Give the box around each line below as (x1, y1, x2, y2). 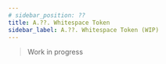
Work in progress (27, 48, 84, 57)
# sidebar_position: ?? (8, 11, 86, 20)
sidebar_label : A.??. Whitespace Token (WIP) (8, 26, 159, 34)
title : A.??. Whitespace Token (8, 19, 110, 27)
